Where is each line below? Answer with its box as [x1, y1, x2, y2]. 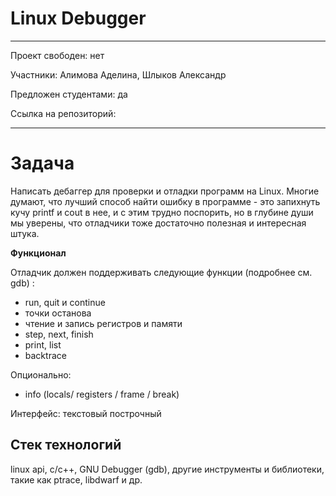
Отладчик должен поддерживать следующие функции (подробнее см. [10, 266, 313, 278]
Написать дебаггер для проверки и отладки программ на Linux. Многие [10, 185, 320, 197]
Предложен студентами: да [10, 88, 128, 100]
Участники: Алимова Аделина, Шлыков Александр [10, 68, 227, 81]
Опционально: [10, 368, 72, 381]
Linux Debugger [10, 7, 147, 30]
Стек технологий [10, 437, 122, 454]
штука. [10, 227, 40, 239]
